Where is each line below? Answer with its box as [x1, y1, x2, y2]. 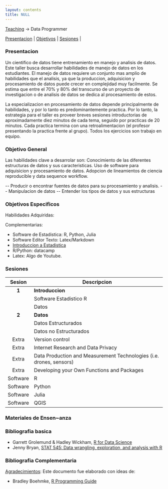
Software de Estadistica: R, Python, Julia [12, 231, 96, 237]
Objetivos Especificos [5, 201, 60, 208]
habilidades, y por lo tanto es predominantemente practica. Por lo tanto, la [5, 106, 158, 112]
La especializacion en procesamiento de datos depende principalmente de [5, 101, 159, 107]
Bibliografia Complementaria [5, 457, 76, 464]
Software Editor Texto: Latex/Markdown [12, 237, 94, 243]
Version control [33, 336, 70, 343]
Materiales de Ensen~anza [5, 414, 71, 421]
